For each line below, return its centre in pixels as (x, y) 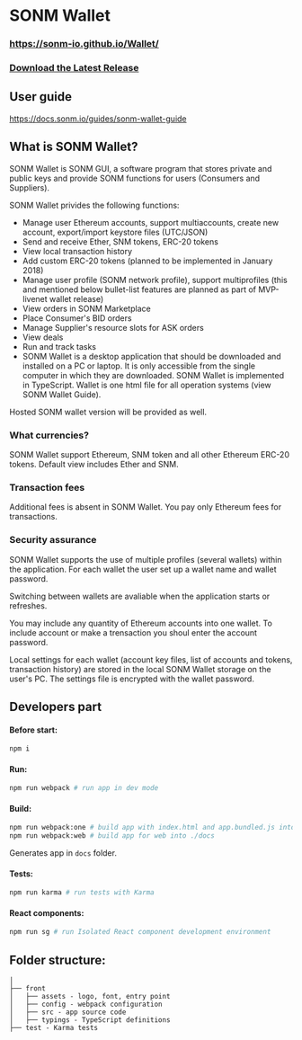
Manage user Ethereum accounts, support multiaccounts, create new (151, 222)
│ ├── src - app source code (68, 1012)
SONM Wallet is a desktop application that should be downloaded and (151, 356)
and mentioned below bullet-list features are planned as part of (139, 289)
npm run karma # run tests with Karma (82, 893)
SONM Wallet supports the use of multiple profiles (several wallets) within (146, 559)
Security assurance (53, 540)
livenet (35, 298)
